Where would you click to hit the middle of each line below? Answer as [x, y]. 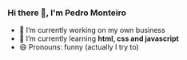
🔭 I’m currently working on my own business [92, 30]
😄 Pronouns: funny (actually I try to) [79, 47]
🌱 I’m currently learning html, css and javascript [99, 38]
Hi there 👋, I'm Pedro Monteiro [67, 13]
